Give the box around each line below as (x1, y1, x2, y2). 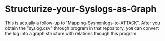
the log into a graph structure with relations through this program (5, 30, 137, 36)
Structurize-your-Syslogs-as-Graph (5, 3, 157, 15)
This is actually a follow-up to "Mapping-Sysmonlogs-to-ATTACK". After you (5, 20, 160, 26)
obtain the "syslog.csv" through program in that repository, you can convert (5, 25, 159, 31)
